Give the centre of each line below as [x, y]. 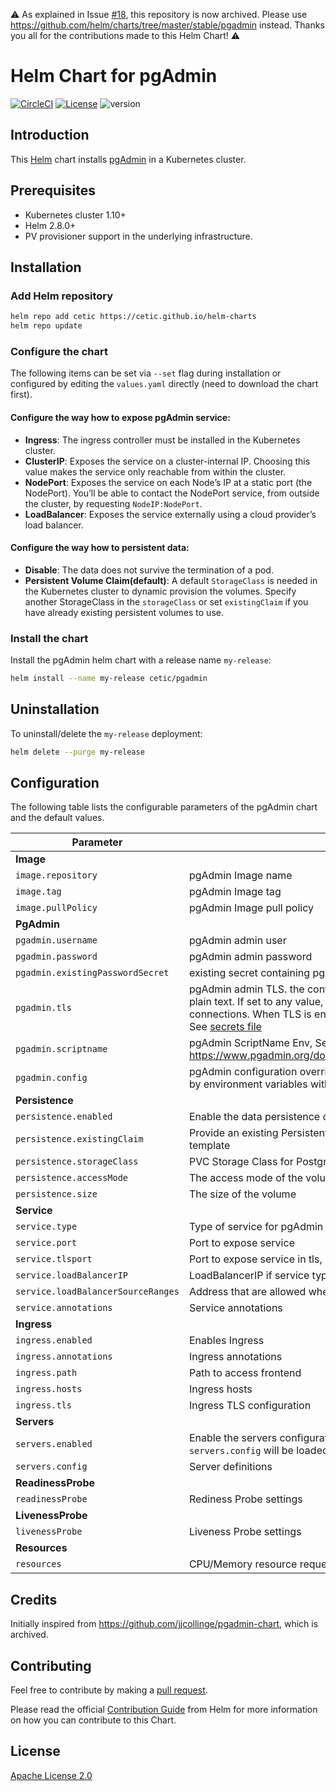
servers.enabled [54, 1444]
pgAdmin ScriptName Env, [250, 1043]
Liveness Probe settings [245, 1532]
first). [21, 395]
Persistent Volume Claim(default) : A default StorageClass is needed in [171, 580]
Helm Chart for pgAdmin [114, 76]
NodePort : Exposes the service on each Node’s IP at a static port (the [168, 482]
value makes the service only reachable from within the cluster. [155, 471]
